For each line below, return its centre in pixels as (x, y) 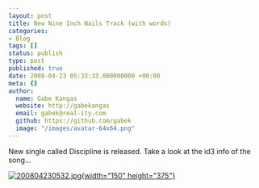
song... (20, 160)
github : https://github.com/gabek (73, 121)
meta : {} (23, 83)
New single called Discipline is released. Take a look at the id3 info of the (130, 151)
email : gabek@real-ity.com (61, 114)
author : (21, 91)
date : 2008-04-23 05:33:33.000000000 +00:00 (84, 76)
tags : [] (23, 46)
